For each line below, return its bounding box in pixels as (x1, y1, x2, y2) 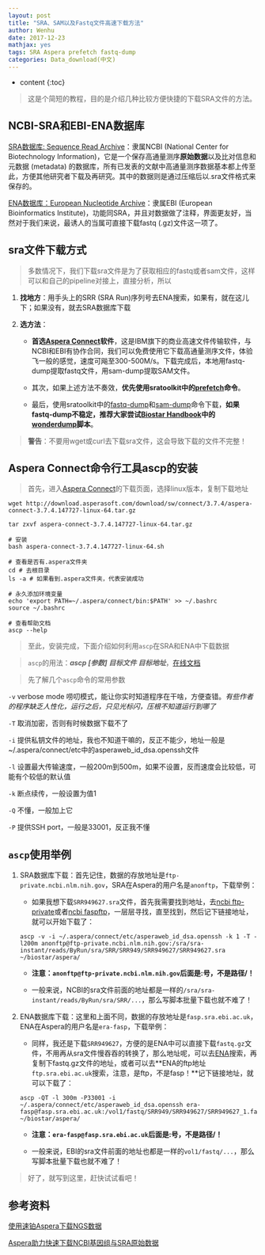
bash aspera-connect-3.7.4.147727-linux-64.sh (8, 543, 165, 551)
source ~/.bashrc (8, 604, 66, 612)
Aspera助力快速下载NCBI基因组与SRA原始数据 (8, 1238, 160, 1247)
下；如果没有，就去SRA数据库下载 (19, 302, 131, 312)
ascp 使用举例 (8, 848, 71, 861)
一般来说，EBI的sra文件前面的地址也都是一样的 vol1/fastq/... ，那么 (31, 1147, 255, 1156)
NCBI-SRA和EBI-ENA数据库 (8, 120, 145, 133)
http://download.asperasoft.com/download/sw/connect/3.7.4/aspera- (25, 500, 253, 508)
